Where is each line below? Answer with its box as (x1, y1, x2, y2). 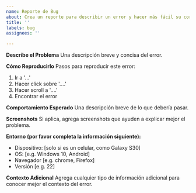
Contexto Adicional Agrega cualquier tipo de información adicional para (6, 174, 180, 181)
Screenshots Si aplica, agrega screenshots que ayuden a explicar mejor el (6, 115, 185, 123)
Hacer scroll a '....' (14, 87, 58, 94)
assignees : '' (6, 30, 41, 36)
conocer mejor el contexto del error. (6, 181, 93, 188)
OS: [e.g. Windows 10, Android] (14, 150, 90, 158)
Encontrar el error (14, 93, 57, 100)
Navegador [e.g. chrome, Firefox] (14, 157, 95, 164)
